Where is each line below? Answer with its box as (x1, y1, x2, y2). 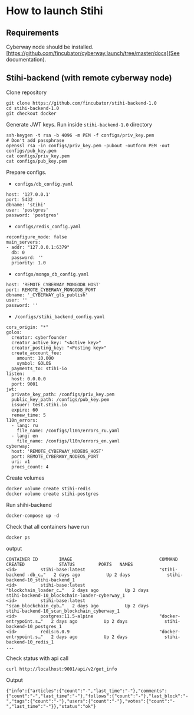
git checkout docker (6, 111, 57, 117)
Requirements (6, 28, 59, 38)
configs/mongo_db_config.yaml (14, 271, 90, 277)
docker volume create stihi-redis (6, 486, 91, 491)
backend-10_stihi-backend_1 (6, 577, 75, 583)
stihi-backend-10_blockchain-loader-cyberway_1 (6, 593, 126, 598)
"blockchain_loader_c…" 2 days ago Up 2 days (6, 587, 149, 593)
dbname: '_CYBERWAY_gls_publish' (6, 292, 88, 298)
